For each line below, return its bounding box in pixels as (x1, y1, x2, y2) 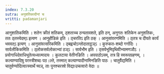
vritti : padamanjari (5, 16, 48, 21)
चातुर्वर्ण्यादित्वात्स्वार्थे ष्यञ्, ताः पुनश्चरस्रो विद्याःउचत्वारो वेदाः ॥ (5, 63, 99, 69)
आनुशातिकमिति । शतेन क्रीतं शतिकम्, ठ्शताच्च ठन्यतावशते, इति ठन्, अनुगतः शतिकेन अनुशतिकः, (5, 30, 155, 36)
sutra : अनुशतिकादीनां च (5, 12, 44, 17)
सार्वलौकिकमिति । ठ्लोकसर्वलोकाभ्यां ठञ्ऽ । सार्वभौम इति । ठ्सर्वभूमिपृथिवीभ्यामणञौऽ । (5, 46, 141, 52)
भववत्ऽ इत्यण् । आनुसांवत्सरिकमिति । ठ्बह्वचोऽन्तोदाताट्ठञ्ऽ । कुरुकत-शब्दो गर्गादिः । (5, 41, 138, 47)
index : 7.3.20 (5, 7, 34, 12)
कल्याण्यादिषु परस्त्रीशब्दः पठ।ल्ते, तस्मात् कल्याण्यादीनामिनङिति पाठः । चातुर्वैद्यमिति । (5, 58, 136, 64)
